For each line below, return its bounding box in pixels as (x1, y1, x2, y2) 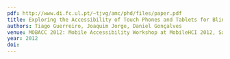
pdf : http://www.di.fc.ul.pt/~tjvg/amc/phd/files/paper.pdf (7, 9, 183, 17)
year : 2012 (7, 35, 38, 42)
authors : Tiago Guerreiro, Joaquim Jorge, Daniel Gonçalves (7, 22, 183, 29)
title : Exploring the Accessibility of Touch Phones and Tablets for (7, 16, 210, 23)
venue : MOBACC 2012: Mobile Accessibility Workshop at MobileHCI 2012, (7, 28, 216, 36)
